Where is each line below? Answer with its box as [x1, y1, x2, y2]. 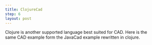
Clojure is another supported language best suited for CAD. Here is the [5, 30, 148, 35]
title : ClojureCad [5, 7, 43, 12]
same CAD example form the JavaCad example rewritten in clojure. [5, 34, 140, 40]
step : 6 [5, 12, 21, 16]
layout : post [5, 16, 32, 21]
